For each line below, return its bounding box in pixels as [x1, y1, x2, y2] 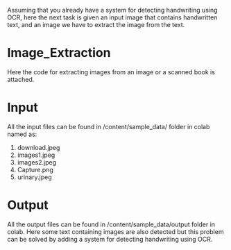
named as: [7, 130, 37, 138]
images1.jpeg [17, 151, 55, 159]
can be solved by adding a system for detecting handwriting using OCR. [7, 235, 213, 243]
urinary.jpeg [17, 173, 52, 181]
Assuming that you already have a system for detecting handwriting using [7, 6, 218, 14]
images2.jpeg [17, 158, 57, 166]
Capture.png [17, 165, 53, 174]
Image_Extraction [7, 45, 111, 61]
